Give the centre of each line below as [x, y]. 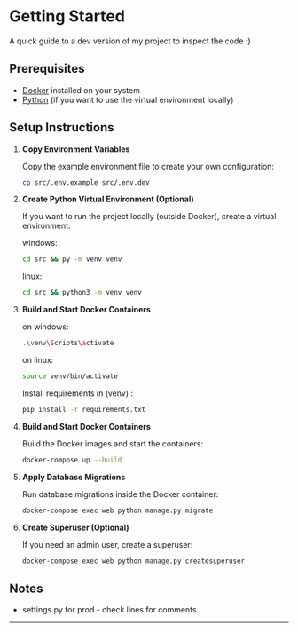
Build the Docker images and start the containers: [113, 443]
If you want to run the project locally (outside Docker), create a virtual [149, 217]
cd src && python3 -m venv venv [82, 293]
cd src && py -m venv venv [72, 259]
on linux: [38, 360]
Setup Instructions [62, 127]
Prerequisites [47, 69]
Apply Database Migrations [74, 477]
